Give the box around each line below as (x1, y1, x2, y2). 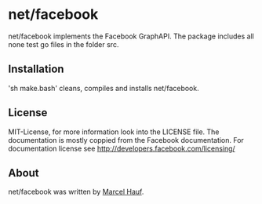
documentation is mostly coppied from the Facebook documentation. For (8, 135, 245, 144)
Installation (8, 63, 64, 76)
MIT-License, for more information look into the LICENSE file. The (8, 127, 220, 137)
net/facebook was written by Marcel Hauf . (8, 187, 144, 197)
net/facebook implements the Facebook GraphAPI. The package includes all (8, 31, 255, 41)
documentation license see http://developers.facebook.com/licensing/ (8, 144, 235, 153)
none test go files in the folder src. (8, 39, 119, 49)
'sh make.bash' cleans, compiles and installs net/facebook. (8, 83, 199, 93)
